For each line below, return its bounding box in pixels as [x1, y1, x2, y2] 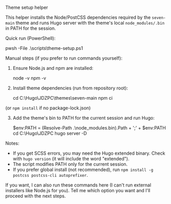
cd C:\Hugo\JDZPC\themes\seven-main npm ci [12, 95, 113, 101]
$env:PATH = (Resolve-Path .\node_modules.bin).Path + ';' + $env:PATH [12, 125, 166, 131]
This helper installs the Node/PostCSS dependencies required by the [5, 14, 151, 20]
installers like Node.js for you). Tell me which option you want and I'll [5, 188, 150, 193]
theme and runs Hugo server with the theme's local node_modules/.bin [15, 20, 165, 26]
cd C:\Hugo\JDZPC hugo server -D [12, 131, 87, 136]
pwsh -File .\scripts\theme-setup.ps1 [5, 45, 83, 51]
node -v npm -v [12, 75, 46, 81]
